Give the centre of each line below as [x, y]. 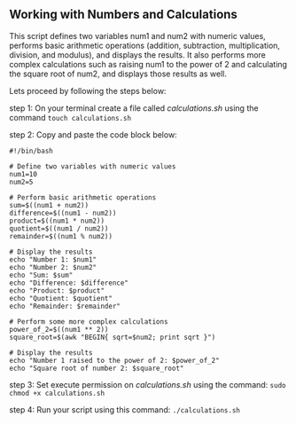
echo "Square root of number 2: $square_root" [97, 368]
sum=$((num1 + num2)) [49, 205]
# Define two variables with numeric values [93, 166]
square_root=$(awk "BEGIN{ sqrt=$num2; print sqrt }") [113, 337]
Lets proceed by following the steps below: [88, 90]
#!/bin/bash [31, 151]
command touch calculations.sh [70, 117]
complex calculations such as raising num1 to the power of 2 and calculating [148, 64]
